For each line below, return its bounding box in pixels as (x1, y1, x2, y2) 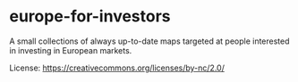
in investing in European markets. (9, 45, 132, 55)
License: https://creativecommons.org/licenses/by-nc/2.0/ (9, 62, 226, 73)
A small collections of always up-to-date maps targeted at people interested (9, 36, 290, 46)
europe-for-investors (9, 6, 172, 27)
